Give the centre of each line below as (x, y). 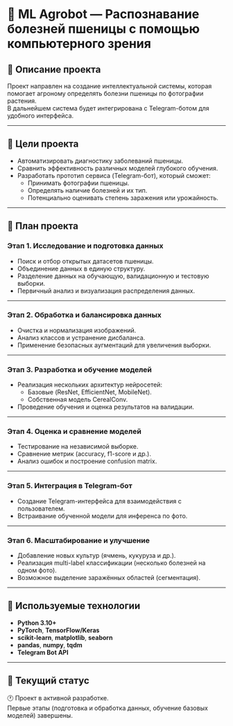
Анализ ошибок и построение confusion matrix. (87, 461)
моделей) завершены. (40, 715)
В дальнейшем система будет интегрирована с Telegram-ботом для (108, 108)
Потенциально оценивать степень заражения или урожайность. (123, 197)
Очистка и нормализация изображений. (77, 330)
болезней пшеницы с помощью (103, 29)
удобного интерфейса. (41, 115)
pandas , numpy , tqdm (50, 645)
